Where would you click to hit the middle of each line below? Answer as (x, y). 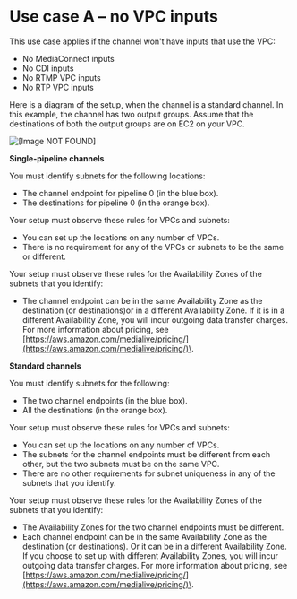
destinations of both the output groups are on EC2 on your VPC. (127, 124)
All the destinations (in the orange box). (95, 410)
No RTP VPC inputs (58, 87)
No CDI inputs (48, 68)
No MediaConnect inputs (68, 58)
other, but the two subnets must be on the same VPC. (121, 464)
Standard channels (46, 366)
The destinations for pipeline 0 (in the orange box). (116, 203)
